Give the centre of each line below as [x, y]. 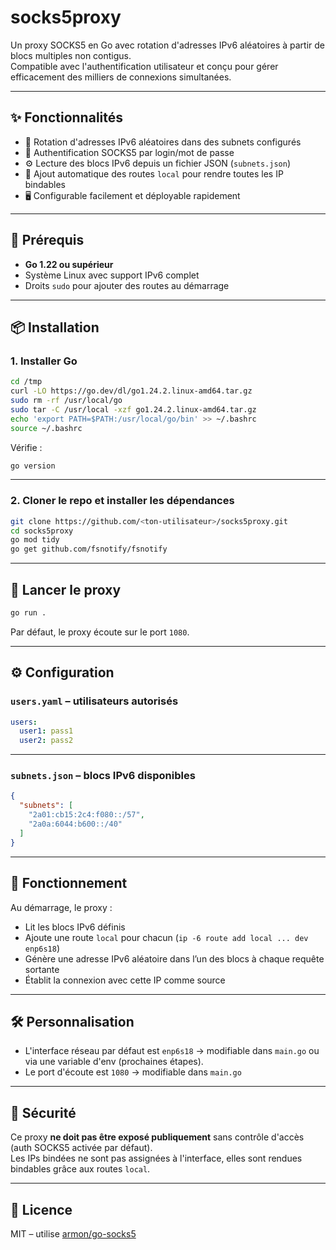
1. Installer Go [44, 361]
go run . [28, 612]
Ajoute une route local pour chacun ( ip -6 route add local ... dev [166, 937]
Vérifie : [26, 447]
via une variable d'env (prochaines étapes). [114, 1062]
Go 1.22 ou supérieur [69, 264]
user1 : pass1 [46, 731]
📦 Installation [55, 327]
